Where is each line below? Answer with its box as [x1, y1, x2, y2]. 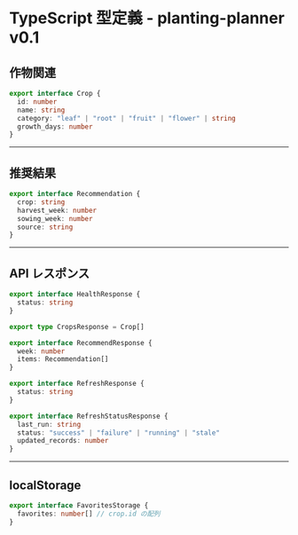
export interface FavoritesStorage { [9, 500, 149, 510]
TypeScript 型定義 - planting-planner [9, 8, 286, 28]
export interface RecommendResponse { [9, 338, 153, 347]
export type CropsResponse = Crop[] [9, 322, 145, 331]
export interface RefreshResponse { [9, 379, 145, 389]
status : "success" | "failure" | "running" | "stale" [17, 428, 220, 437]
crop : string [17, 197, 66, 207]
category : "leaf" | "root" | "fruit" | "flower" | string [17, 114, 237, 122]
